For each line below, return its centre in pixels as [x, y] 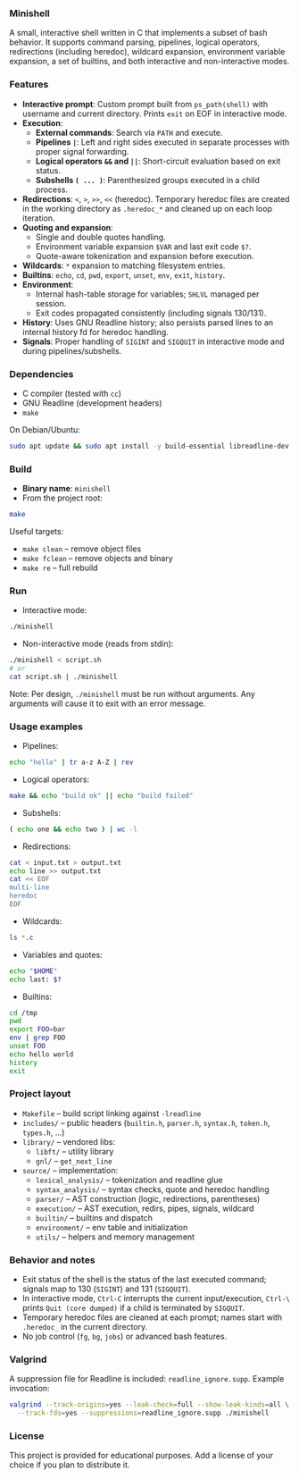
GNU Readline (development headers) [92, 403]
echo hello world [42, 1054]
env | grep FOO [37, 1038]
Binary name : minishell [66, 489]
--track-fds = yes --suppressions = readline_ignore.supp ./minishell [143, 1413]
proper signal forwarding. [82, 151]
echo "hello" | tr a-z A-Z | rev [71, 762]
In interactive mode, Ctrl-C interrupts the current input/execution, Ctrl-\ [156, 1298]
